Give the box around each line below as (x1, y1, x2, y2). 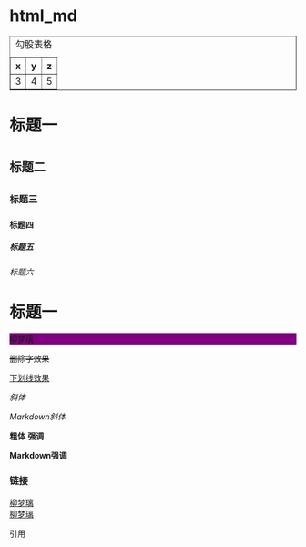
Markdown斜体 (9, 411, 66, 422)
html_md (9, 5, 77, 26)
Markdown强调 (9, 449, 67, 460)
